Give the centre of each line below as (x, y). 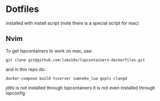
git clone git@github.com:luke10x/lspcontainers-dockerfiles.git (75, 60)
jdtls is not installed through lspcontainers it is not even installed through (81, 87)
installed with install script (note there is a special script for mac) (72, 23)
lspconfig (16, 93)
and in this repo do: (26, 69)
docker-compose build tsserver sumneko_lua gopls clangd (66, 78)
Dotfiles (22, 9)
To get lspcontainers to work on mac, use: (49, 50)
